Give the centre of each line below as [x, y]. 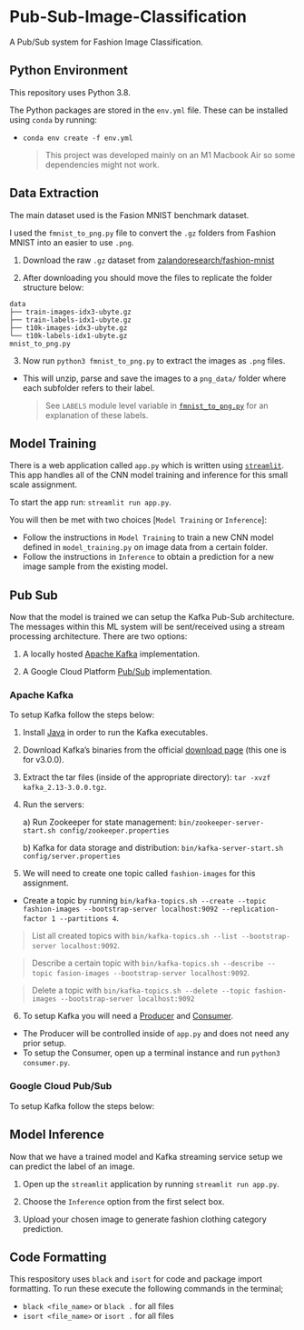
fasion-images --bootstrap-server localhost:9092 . [153, 973]
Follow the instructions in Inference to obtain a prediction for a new [148, 557]
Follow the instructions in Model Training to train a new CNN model [148, 537]
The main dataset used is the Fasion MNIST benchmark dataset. [129, 215]
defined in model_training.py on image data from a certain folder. [145, 547]
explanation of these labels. [97, 415]
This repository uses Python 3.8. [70, 92]
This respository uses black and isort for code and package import [136, 1279]
